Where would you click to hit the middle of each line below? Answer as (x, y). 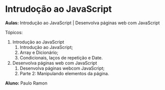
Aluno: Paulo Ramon (26, 83)
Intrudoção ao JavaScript (58, 9)
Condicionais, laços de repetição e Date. (61, 57)
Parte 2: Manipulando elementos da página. (64, 73)
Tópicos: (14, 32)
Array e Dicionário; (39, 52)
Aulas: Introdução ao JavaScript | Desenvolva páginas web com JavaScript (82, 23)
